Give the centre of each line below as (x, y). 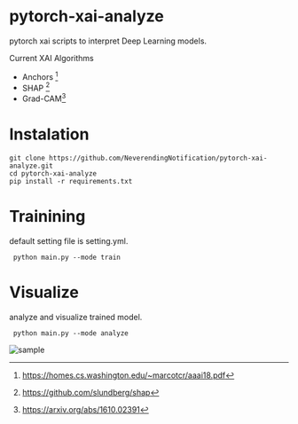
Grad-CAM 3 (44, 98)
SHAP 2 (36, 87)
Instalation (49, 134)
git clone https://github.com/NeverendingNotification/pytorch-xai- (138, 158)
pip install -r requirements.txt (71, 181)
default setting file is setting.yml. (69, 240)
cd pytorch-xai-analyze (53, 173)
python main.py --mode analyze (71, 333)
